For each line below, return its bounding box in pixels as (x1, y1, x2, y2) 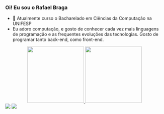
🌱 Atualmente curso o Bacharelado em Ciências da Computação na (12, 15, 152, 21)
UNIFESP (12, 20, 32, 26)
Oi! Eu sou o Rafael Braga (5, 4, 68, 11)
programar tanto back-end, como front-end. (12, 36, 104, 42)
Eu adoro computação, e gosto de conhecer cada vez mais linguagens (12, 26, 159, 32)
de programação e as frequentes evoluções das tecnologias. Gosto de (12, 31, 158, 37)
